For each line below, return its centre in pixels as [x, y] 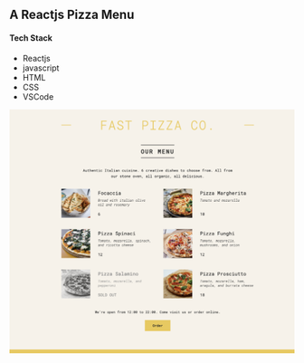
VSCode [38, 96]
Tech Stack [31, 38]
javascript [41, 68]
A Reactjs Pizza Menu [72, 15]
